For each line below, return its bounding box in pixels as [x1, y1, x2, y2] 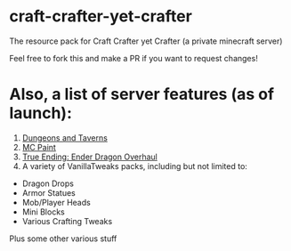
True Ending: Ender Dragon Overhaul [21, 151, 158, 162]
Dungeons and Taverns [21, 132, 109, 143]
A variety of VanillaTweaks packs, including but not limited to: [21, 160, 247, 171]
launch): [9, 103, 73, 124]
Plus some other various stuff [9, 233, 117, 244]
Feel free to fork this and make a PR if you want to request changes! [9, 53, 258, 63]
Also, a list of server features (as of [9, 85, 274, 104]
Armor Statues [21, 187, 76, 198]
